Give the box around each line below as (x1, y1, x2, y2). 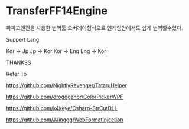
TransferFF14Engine (6, 4, 108, 18)
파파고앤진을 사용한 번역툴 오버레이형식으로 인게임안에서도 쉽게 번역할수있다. (6, 24, 183, 31)
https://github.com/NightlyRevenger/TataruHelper (6, 81, 127, 89)
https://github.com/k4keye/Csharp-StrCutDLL (6, 104, 118, 111)
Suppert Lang (6, 36, 40, 43)
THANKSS (6, 59, 31, 66)
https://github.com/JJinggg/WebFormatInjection (6, 116, 123, 123)
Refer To (6, 70, 27, 77)
